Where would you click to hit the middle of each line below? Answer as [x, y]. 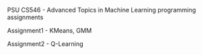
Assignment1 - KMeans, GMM [49, 31]
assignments [25, 17]
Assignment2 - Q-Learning [46, 44]
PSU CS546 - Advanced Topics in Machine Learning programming [102, 10]
